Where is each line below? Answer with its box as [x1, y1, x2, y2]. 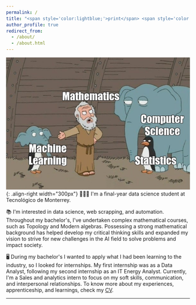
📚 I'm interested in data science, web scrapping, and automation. [6, 208, 164, 215]
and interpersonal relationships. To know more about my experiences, [6, 280, 174, 287]
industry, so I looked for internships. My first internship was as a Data [6, 262, 173, 269]
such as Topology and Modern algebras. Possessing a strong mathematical [6, 223, 187, 230]
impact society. [6, 242, 43, 249]
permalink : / [6, 9, 38, 15]
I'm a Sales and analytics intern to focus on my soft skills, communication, [6, 274, 184, 281]
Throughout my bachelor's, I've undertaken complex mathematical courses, [6, 217, 188, 224]
